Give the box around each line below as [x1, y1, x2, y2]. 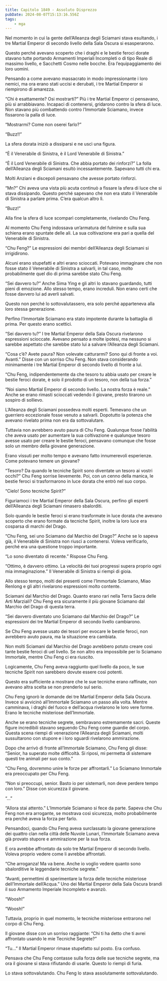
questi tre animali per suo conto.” [5, 756, 73, 762]
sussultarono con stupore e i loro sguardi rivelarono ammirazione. [5, 735, 141, 741]
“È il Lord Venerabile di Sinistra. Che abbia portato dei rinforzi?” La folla [5, 161, 152, 167]
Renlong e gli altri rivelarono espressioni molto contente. [5, 583, 121, 589]
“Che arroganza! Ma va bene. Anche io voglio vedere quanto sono [5, 861, 141, 867]
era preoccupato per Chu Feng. [5, 771, 70, 777]
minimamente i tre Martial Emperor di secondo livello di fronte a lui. [5, 362, 143, 368]
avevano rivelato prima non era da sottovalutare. [5, 417, 105, 423]
